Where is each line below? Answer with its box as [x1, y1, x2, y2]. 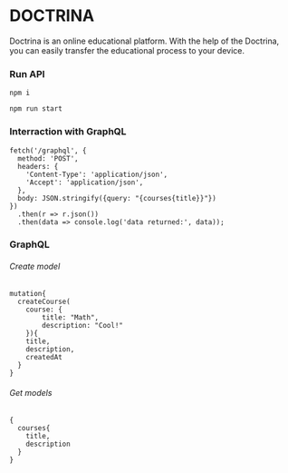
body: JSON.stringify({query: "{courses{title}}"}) [17, 193, 217, 202]
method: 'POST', [17, 153, 79, 163]
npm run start [9, 104, 63, 113]
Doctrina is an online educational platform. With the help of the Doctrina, [9, 35, 280, 46]
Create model [9, 261, 61, 272]
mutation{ [9, 289, 47, 298]
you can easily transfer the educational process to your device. [9, 44, 245, 55]
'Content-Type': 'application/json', [25, 170, 168, 179]
